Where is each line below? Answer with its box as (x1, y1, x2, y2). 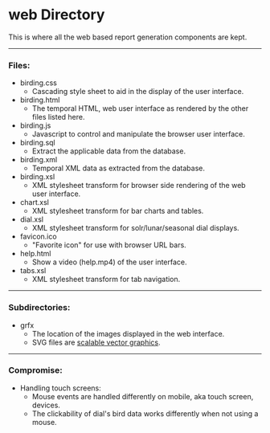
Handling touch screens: (19, 383, 102, 393)
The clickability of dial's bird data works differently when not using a (31, 408, 259, 419)
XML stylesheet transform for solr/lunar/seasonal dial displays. (31, 223, 239, 233)
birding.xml (19, 155, 58, 165)
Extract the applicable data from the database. (31, 146, 186, 156)
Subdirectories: (8, 302, 71, 313)
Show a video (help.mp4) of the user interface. (31, 257, 187, 267)
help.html (19, 249, 51, 259)
